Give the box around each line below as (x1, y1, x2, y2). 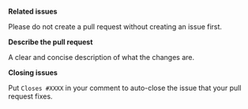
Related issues (8, 7, 58, 16)
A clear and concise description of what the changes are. (8, 53, 195, 62)
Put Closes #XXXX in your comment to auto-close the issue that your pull (8, 83, 242, 92)
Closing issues (8, 68, 58, 77)
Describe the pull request (8, 37, 93, 47)
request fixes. (8, 92, 53, 101)
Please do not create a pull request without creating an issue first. (8, 22, 223, 31)
